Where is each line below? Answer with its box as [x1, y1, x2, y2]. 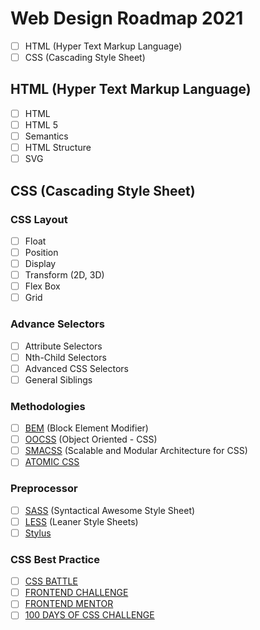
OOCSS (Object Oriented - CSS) [24, 433, 158, 446]
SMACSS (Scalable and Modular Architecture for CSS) [24, 445, 248, 457]
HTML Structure [24, 142, 92, 154]
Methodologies [10, 399, 86, 413]
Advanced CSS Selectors [24, 362, 130, 374]
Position [24, 246, 59, 258]
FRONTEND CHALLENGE [24, 587, 129, 599]
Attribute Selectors [24, 340, 103, 352]
